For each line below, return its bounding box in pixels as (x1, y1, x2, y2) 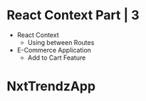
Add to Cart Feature (27, 53, 86, 62)
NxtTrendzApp (6, 78, 96, 95)
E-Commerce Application (16, 46, 92, 54)
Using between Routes (27, 38, 95, 46)
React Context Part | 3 (6, 7, 140, 23)
